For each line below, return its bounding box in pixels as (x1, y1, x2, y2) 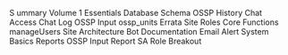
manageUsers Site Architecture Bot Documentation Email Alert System (9, 27, 269, 36)
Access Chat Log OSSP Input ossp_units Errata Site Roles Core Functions (9, 17, 279, 27)
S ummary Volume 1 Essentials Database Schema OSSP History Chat (9, 8, 262, 18)
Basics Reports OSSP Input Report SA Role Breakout (9, 35, 202, 46)
